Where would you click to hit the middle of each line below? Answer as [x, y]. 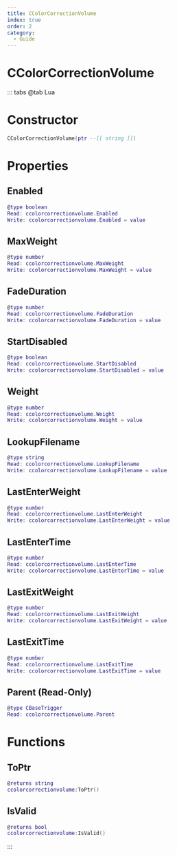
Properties [38, 166]
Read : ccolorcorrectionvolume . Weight [61, 414]
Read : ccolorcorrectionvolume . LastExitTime [70, 664]
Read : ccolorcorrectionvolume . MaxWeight [66, 264]
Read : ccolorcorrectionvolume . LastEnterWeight [75, 514]
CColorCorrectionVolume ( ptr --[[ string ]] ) [72, 138]
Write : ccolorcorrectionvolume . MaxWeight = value [80, 270]
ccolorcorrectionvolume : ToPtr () [53, 790]
